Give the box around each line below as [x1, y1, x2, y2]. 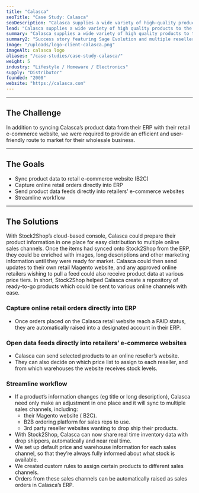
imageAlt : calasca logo [6, 48, 65, 53]
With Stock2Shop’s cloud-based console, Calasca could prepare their [6, 232, 176, 239]
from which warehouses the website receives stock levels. [14, 365, 158, 372]
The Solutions [6, 217, 59, 227]
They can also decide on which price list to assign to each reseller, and [14, 359, 188, 366]
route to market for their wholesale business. [26, 136, 136, 143]
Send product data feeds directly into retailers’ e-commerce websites [14, 188, 185, 195]
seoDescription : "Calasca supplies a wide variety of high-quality [6, 20, 176, 26]
